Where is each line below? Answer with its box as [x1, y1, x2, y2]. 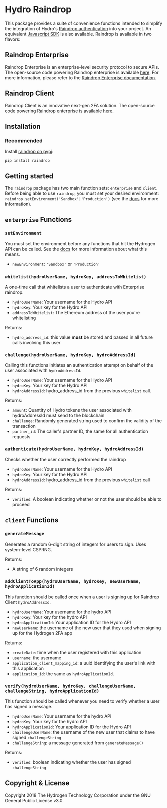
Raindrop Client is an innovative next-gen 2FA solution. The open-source [5, 102, 155, 108]
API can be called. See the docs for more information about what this [5, 246, 147, 252]
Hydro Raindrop [5, 4, 72, 15]
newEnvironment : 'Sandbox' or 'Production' [12, 261, 100, 267]
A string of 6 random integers [12, 566, 73, 572]
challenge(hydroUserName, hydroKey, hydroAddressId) [5, 352, 136, 358]
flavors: [5, 36, 21, 42]
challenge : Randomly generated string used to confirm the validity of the [12, 418, 162, 424]
